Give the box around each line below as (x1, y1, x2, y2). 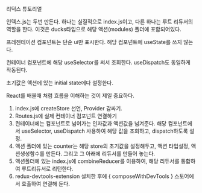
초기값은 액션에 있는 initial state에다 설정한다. (6, 79, 113, 86)
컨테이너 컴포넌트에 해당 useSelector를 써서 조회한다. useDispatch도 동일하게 (6, 59, 191, 66)
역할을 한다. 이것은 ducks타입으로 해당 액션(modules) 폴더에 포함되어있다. (6, 26, 182, 33)
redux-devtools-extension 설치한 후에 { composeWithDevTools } (14, 172, 174, 180)
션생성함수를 (14, 150, 45, 157)
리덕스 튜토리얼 (6, 5, 42, 12)
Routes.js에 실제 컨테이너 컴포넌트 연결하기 (14, 112, 118, 119)
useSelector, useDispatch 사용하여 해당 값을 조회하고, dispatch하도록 (21, 127, 188, 134)
